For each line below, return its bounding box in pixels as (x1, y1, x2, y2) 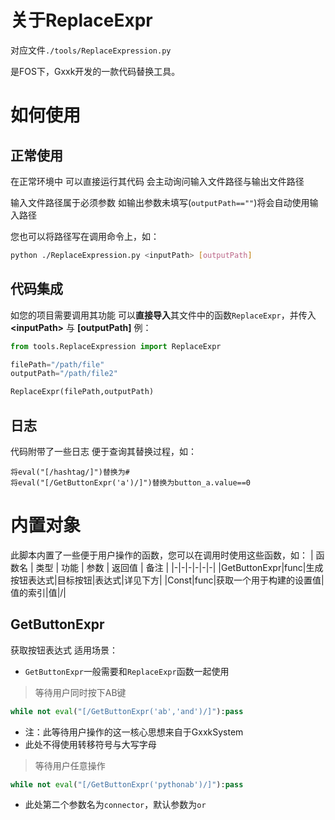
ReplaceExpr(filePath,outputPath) (10, 387, 155, 397)
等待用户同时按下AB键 (34, 686, 127, 698)
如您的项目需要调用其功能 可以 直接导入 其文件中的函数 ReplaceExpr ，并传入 (10, 309, 317, 321)
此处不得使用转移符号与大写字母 (24, 738, 157, 750)
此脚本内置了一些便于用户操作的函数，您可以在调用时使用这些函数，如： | (10, 549, 314, 561)
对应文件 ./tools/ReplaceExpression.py (10, 44, 172, 56)
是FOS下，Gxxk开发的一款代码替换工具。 (10, 65, 181, 77)
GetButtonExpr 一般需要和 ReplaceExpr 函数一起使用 (24, 665, 230, 677)
